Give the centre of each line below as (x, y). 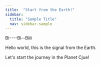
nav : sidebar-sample (31, 24)
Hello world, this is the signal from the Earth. (51, 47)
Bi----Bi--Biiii (19, 38)
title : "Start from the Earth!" (40, 10)
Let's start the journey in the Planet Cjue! (47, 57)
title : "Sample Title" (33, 19)
